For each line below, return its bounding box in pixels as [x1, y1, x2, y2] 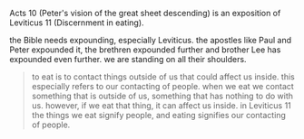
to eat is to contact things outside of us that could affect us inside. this [31, 71, 295, 82]
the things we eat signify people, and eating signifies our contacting [31, 110, 286, 120]
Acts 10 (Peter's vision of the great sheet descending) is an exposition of [9, 8, 281, 18]
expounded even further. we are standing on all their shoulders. [9, 54, 247, 64]
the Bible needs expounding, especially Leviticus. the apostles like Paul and [9, 35, 292, 45]
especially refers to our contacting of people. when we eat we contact [31, 81, 295, 91]
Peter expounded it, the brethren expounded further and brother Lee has [9, 44, 281, 55]
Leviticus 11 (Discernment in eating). [9, 17, 144, 28]
